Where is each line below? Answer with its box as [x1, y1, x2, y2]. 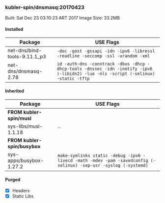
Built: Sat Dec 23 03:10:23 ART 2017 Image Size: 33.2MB [5, 15, 120, 21]
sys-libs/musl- [7, 123, 43, 130]
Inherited [5, 88, 25, 94]
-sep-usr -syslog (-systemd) [80, 162, 148, 168]
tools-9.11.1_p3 [7, 53, 47, 60]
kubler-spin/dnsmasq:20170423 [5, 4, 84, 11]
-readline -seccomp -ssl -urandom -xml [56, 53, 150, 59]
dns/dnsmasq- [7, 68, 43, 74]
